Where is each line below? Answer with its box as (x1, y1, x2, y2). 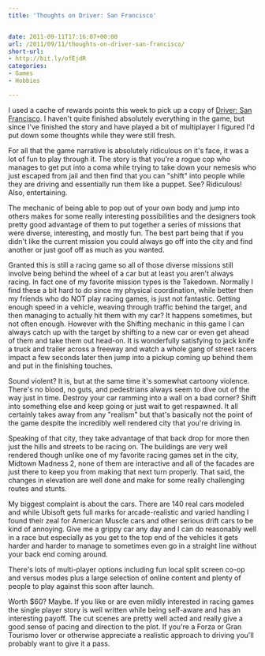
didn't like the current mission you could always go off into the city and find (8, 236, 253, 246)
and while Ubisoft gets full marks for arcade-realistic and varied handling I (8, 507, 249, 517)
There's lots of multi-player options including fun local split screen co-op (8, 564, 246, 574)
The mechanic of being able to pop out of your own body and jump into (8, 203, 241, 212)
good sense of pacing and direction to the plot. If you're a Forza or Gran (8, 621, 242, 632)
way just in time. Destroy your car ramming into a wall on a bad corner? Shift (8, 392, 256, 403)
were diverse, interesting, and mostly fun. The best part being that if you (8, 228, 244, 238)
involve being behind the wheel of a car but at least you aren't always (8, 268, 234, 278)
